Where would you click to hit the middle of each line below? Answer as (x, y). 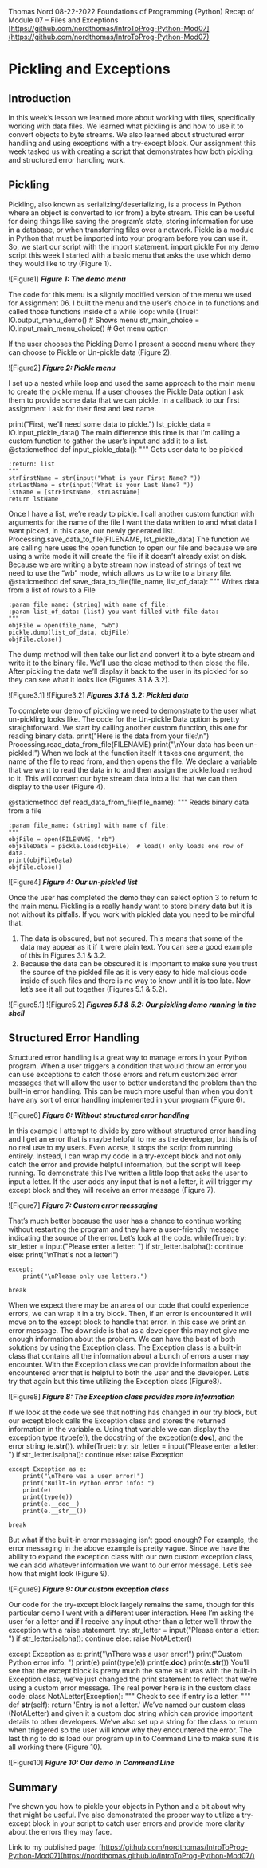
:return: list (32, 464)
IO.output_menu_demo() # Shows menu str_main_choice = (104, 320)
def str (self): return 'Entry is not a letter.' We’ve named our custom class (127, 1705)
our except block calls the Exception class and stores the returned (117, 1420)
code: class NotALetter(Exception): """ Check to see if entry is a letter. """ (130, 1696)
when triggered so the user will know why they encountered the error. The (130, 1730)
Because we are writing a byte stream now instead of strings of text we (125, 564)
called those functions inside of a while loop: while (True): (103, 311)
